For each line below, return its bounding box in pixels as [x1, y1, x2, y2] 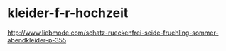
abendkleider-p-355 [7, 35, 67, 44]
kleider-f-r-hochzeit [7, 5, 129, 21]
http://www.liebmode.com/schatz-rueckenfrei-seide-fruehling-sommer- [7, 28, 219, 37]
